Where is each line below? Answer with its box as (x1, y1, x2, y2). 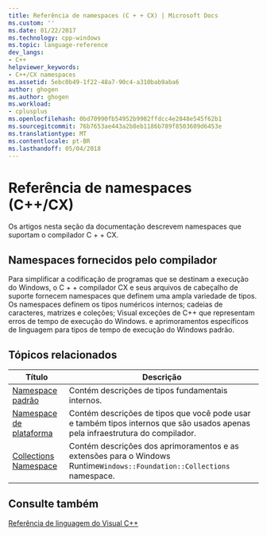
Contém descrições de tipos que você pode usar (68, 407, 251, 418)
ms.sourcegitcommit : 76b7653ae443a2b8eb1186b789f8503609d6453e (8, 122, 222, 130)
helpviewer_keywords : (8, 64, 80, 71)
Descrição (141, 371, 182, 382)
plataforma (12, 427, 53, 438)
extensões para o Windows (68, 450, 171, 461)
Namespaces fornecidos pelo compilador (8, 253, 218, 267)
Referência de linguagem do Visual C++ (8, 518, 139, 528)
